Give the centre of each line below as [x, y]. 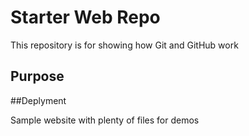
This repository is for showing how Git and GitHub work [124, 45]
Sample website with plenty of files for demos [105, 120]
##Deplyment [38, 100]
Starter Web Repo [85, 17]
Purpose [37, 76]
